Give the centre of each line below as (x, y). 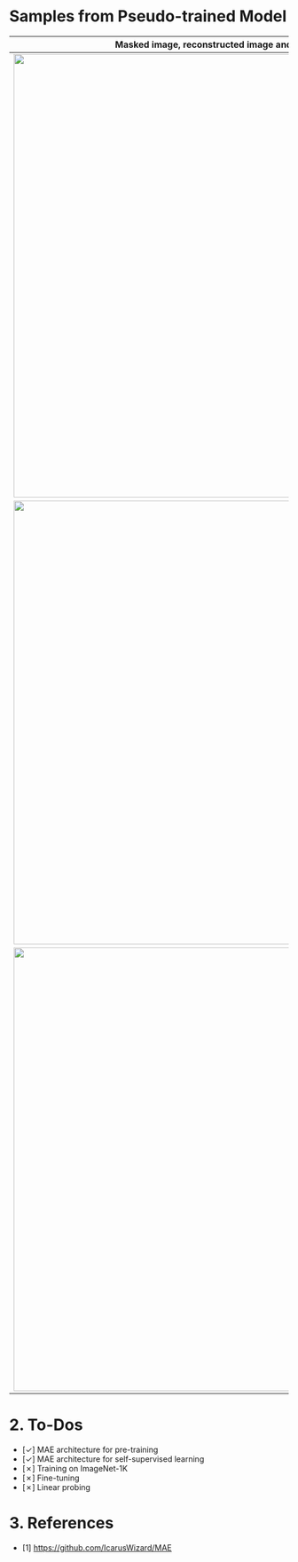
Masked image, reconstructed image (194, 44)
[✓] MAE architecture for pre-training (90, 1449)
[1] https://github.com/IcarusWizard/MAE (97, 1547)
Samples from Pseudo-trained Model (148, 16)
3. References (62, 1523)
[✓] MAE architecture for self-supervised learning (113, 1459)
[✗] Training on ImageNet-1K (75, 1468)
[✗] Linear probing (56, 1487)
